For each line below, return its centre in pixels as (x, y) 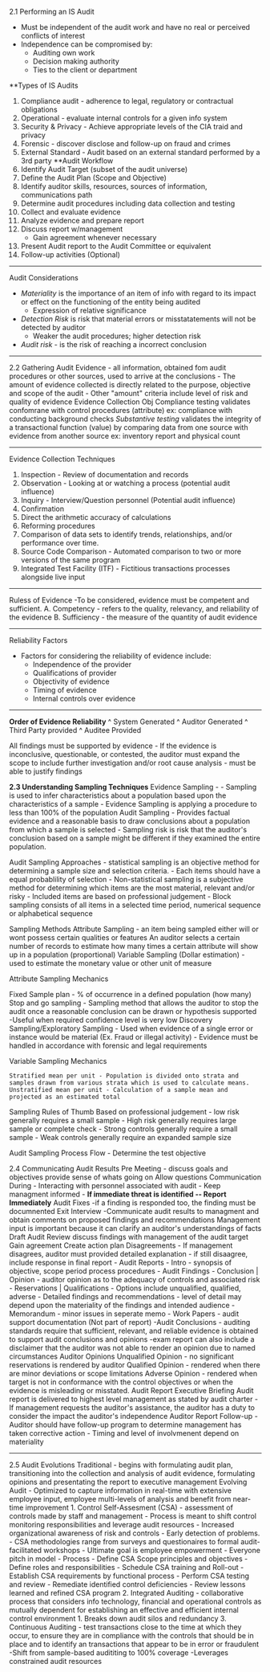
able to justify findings (46, 771)
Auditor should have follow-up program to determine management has (125, 1425)
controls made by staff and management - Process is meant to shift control (133, 1516)
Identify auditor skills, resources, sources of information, (114, 186)
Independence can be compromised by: (87, 44)
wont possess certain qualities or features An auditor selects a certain (125, 938)
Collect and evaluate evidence (71, 212)
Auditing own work (64, 53)
